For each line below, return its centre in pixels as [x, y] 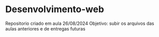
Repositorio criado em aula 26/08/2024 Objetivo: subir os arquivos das [80, 23]
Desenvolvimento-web [55, 9]
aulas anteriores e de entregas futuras [45, 28]
